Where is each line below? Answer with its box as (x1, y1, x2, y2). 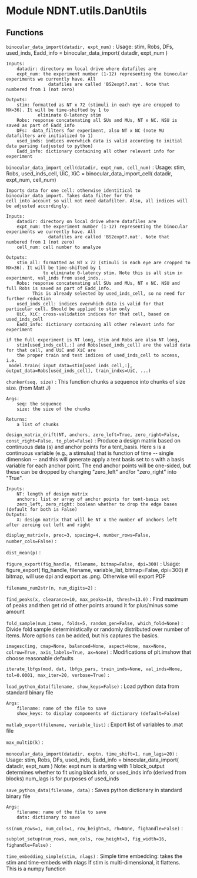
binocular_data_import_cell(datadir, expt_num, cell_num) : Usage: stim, (6, 164, 186, 171)
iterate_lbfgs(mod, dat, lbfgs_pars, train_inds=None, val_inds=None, (6, 666, 183, 672)
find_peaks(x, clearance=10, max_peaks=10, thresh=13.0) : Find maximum (6, 596, 188, 603)
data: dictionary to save (16, 814, 81, 820)
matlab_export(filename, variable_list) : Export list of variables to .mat (6, 721, 183, 728)
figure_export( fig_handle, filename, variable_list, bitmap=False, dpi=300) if (6, 567, 188, 573)
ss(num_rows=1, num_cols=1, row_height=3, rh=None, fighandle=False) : (6, 825, 183, 832)
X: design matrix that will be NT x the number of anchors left (16, 517, 178, 523)
